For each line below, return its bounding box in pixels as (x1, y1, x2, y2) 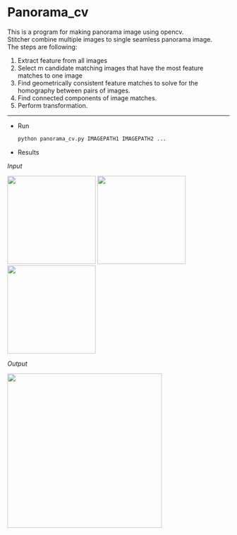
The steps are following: (7, 42, 78, 51)
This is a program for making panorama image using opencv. (7, 28, 184, 36)
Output (7, 359, 28, 368)
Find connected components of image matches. (17, 93, 157, 102)
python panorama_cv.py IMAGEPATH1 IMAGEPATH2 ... (17, 135, 167, 142)
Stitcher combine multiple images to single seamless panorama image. (7, 35, 213, 43)
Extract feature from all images (17, 56, 108, 64)
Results (17, 148, 39, 156)
